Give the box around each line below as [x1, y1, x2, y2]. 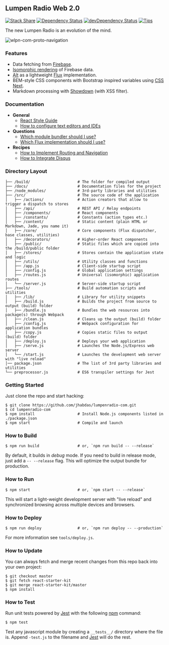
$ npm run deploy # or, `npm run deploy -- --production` [5, 526, 164, 531]
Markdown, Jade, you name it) [5, 224, 69, 229]
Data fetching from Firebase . [12, 61, 72, 67]
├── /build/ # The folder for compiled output [5, 179, 150, 184]
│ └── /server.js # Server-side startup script [5, 281, 141, 286]
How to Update [5, 547, 43, 554]
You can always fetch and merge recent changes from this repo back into [5, 558, 158, 565]
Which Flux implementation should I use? [20, 139, 106, 145]
